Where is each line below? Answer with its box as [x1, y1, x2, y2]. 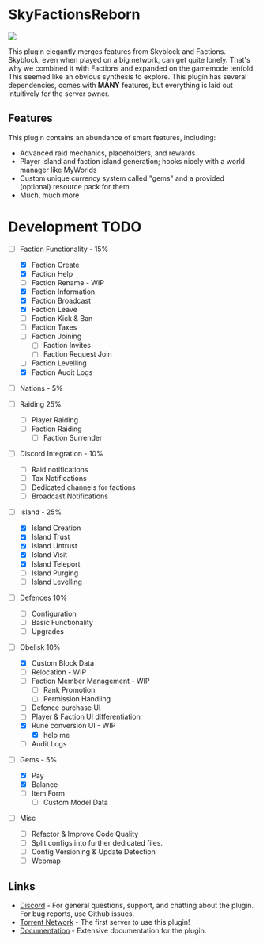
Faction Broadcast [31, 296, 92, 305]
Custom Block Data [31, 659, 95, 667]
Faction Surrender [43, 433, 103, 442]
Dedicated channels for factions [31, 483, 136, 492]
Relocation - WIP [31, 667, 87, 677]
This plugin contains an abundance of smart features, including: [8, 132, 216, 142]
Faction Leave [31, 305, 77, 315]
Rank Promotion [43, 685, 96, 695]
